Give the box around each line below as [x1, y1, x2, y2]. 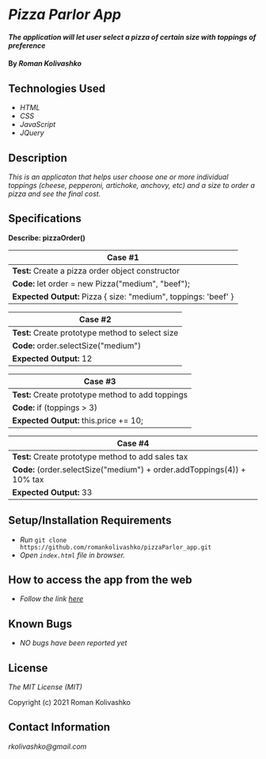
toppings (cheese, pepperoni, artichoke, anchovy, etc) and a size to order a [8, 181, 256, 190]
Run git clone [19, 535, 67, 544]
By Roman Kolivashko [8, 59, 82, 68]
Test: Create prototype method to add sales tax [12, 450, 188, 462]
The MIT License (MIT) [8, 682, 83, 692]
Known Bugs [8, 617, 73, 631]
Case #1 [106, 251, 140, 263]
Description [8, 151, 67, 164]
